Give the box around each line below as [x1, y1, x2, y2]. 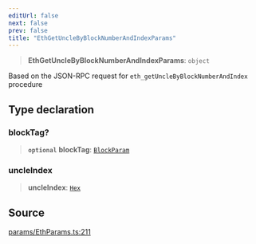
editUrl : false [8, 11, 59, 20]
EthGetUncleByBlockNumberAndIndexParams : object [27, 56, 210, 65]
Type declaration [8, 103, 94, 116]
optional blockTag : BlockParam [27, 144, 130, 154]
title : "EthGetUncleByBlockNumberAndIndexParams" [8, 33, 177, 42]
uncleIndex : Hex [27, 183, 81, 192]
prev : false [8, 26, 48, 34]
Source [8, 206, 45, 219]
